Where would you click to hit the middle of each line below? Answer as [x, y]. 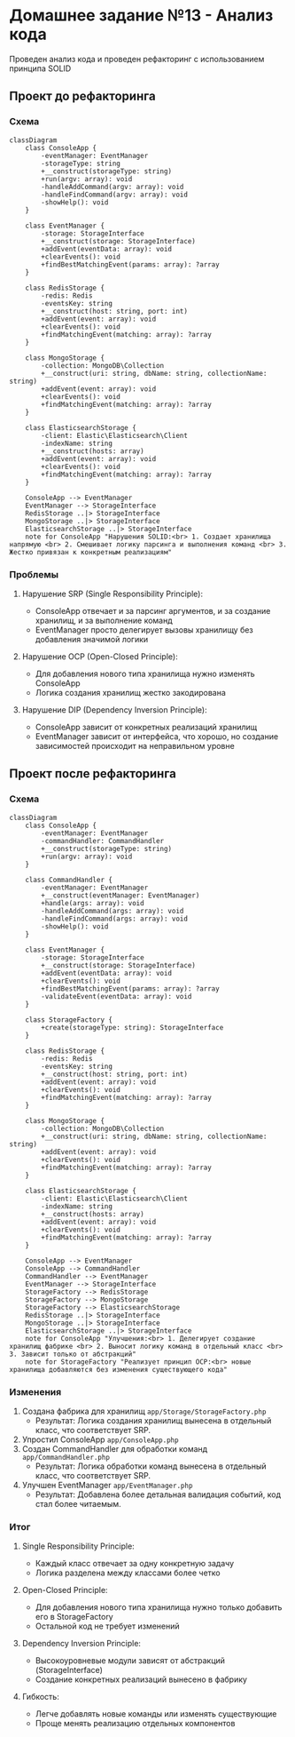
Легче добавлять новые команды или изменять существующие [156, 1714]
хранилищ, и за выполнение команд [104, 620]
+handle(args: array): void [93, 903]
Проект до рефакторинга [83, 96]
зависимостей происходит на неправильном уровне [135, 745]
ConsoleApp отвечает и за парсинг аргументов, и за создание [153, 610]
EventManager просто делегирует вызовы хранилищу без [144, 629]
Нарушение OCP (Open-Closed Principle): [100, 656]
